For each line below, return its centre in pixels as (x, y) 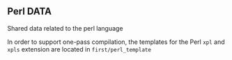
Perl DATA (30, 12)
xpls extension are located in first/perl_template (79, 49)
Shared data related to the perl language (65, 28)
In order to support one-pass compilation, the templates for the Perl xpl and (116, 42)
